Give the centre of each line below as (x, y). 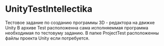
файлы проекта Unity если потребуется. (47, 38)
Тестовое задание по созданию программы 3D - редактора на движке (80, 23)
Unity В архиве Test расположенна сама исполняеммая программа (77, 27)
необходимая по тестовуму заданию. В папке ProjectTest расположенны (82, 33)
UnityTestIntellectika (49, 9)
